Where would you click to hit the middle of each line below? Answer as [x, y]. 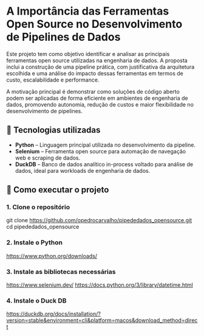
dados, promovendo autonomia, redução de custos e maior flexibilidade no [100, 104]
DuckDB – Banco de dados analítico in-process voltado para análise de [104, 164]
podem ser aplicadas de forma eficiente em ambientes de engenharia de [97, 98]
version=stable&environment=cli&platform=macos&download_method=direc [102, 320]
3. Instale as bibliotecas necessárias [61, 271]
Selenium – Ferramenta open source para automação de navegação [100, 151]
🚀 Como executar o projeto [58, 190]
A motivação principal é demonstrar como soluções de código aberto [93, 91]
